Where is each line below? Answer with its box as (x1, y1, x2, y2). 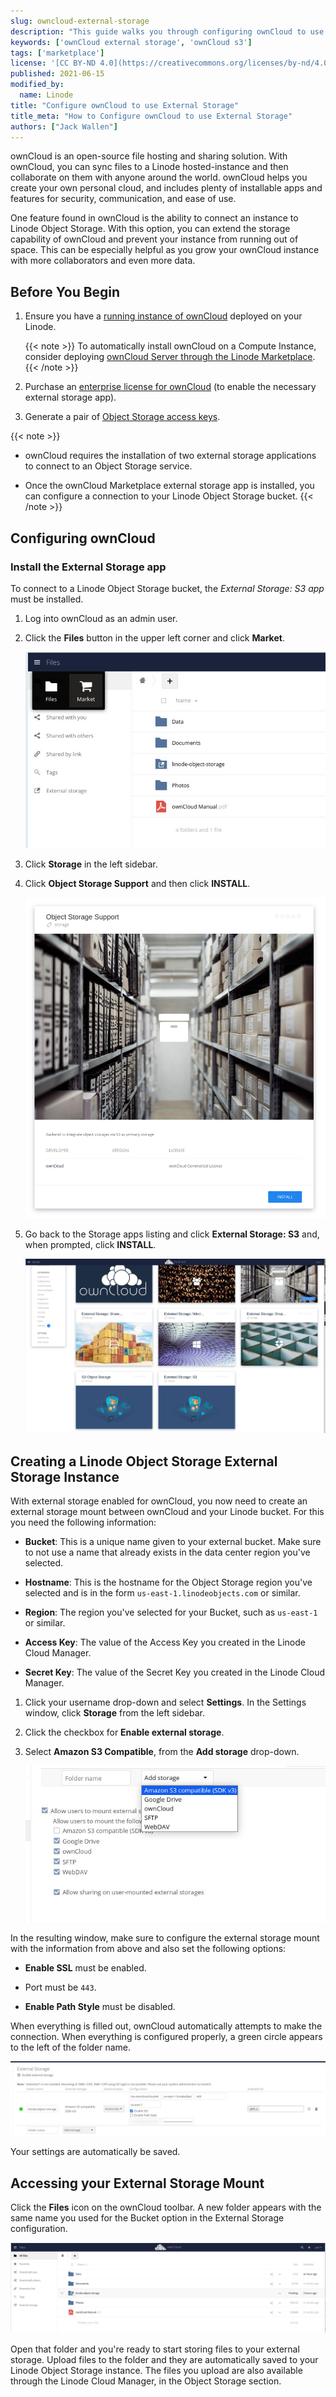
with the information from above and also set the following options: (10, 1943, 287, 1955)
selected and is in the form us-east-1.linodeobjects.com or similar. (24, 1587, 301, 1599)
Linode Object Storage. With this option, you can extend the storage (10, 223, 291, 235)
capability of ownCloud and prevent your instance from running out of (10, 233, 299, 245)
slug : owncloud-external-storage (10, 16, 150, 26)
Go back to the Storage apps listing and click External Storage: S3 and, (24, 1228, 320, 1240)
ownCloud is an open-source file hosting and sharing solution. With (10, 150, 288, 162)
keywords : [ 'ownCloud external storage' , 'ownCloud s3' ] (10, 37, 253, 47)
